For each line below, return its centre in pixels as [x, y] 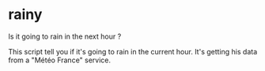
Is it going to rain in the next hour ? [65, 36]
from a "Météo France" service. [60, 60]
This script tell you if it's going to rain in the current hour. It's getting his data [133, 51]
